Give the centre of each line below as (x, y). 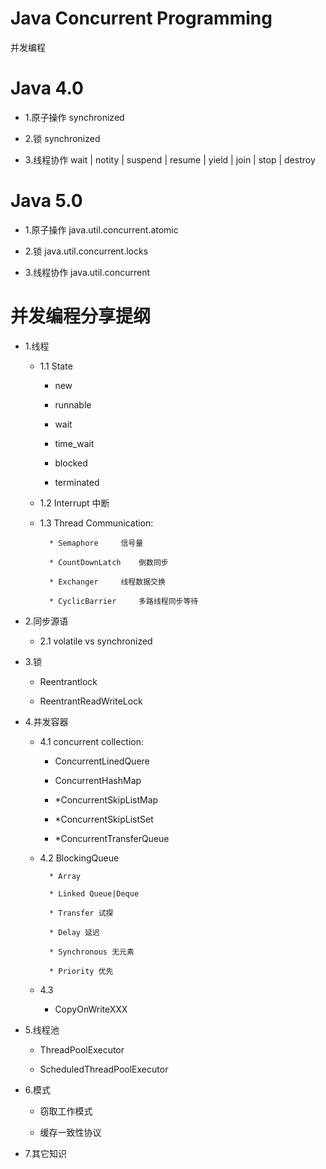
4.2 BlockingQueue (79, 858)
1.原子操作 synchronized (74, 117)
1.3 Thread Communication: (96, 523)
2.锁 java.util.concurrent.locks (86, 251)
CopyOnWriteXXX (91, 1009)
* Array (65, 876)
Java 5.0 (46, 201)
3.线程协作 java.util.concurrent (87, 272)
